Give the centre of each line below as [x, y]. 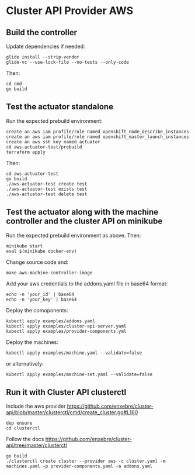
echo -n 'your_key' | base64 [41, 300]
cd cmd [14, 84]
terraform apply [26, 152]
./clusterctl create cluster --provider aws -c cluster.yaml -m [86, 461]
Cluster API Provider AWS [70, 11]
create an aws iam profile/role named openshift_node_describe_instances [98, 132]
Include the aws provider [36, 406]
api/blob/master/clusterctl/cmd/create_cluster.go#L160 [72, 412]
